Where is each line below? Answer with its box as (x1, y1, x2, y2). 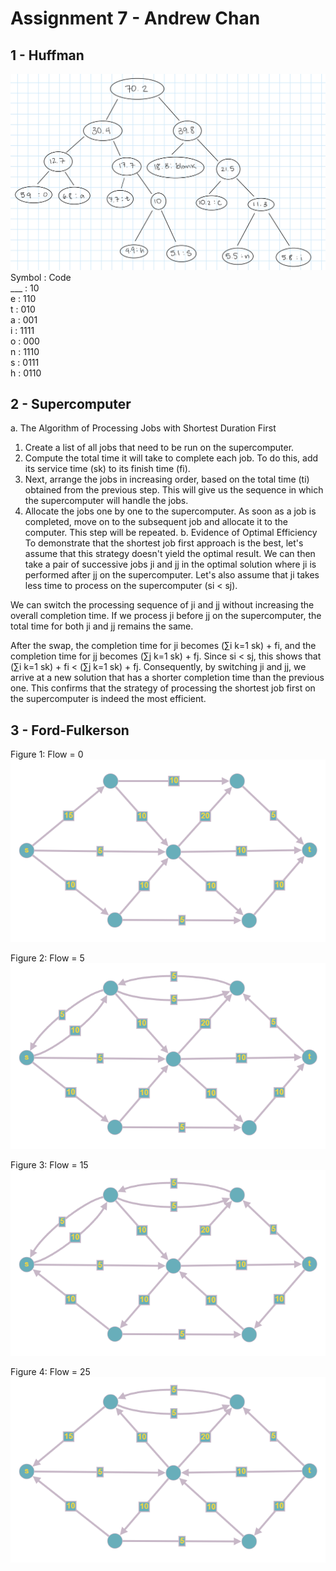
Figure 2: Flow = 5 (10, 952, 85, 964)
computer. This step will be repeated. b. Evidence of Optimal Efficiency (24, 527, 318, 539)
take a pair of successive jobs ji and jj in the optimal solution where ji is (24, 558, 317, 571)
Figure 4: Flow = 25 (10, 1366, 91, 1378)
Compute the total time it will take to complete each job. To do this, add (24, 452, 319, 464)
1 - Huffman (10, 47, 85, 64)
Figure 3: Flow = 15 (10, 1159, 89, 1171)
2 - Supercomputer (10, 395, 132, 412)
